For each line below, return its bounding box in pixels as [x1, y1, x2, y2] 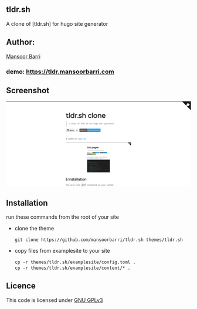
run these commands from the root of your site [6, 213, 119, 220]
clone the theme [14, 225, 55, 232]
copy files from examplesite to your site [14, 247, 110, 254]
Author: [6, 38, 35, 47]
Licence [6, 281, 36, 291]
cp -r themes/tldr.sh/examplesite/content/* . [14, 265, 131, 271]
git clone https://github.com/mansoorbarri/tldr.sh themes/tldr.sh [14, 237, 183, 243]
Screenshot [6, 85, 50, 96]
